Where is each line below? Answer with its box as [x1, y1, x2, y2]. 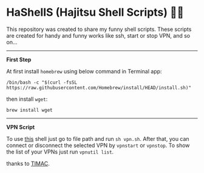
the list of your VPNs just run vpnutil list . [6, 148, 114, 155]
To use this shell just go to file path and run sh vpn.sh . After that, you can [6, 135, 189, 142]
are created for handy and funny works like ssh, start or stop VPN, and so [6, 32, 190, 39]
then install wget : [6, 95, 48, 103]
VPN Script [6, 123, 35, 131]
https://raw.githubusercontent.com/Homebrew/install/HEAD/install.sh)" [6, 84, 191, 90]
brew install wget [6, 107, 53, 113]
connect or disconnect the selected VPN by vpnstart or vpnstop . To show [6, 141, 190, 149]
